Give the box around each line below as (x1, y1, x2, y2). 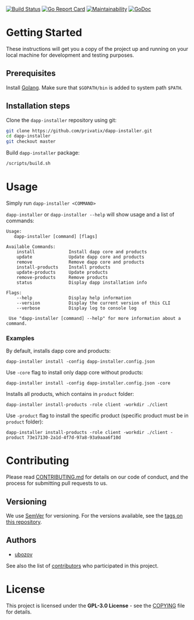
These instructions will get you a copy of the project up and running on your (6, 45, 188, 52)
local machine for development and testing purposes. (6, 51, 135, 58)
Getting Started (6, 26, 83, 39)
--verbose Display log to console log (16, 305, 137, 311)
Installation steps (6, 101, 70, 111)
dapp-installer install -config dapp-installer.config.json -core (6, 380, 171, 386)
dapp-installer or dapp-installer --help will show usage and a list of (6, 211, 175, 218)
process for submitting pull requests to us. (6, 480, 108, 487)
